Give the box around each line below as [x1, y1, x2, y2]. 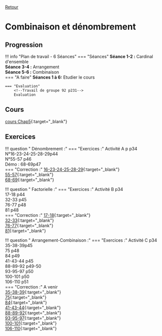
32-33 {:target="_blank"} [5, 217, 54, 223]
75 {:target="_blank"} [5, 294, 47, 300]
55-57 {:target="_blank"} [5, 171, 54, 177]
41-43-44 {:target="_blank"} [5, 305, 61, 311]
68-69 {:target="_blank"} [5, 177, 54, 183]
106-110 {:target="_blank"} [5, 325, 57, 331]
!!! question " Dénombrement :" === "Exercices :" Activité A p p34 [5, 146, 138, 151]
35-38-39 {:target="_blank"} [5, 289, 61, 295]
